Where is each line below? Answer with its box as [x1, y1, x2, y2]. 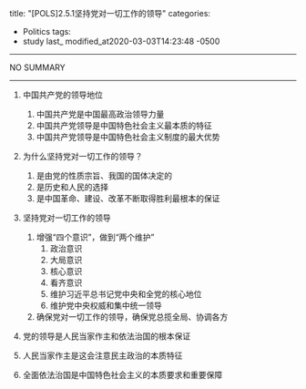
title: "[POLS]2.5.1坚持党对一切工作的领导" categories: [9, 8, 211, 18]
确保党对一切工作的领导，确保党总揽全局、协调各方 [36, 312, 229, 322]
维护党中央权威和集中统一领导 [49, 300, 162, 311]
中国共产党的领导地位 [22, 89, 103, 100]
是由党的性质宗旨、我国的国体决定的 [36, 170, 173, 180]
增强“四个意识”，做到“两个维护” [36, 231, 155, 242]
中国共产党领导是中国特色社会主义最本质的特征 [36, 120, 212, 130]
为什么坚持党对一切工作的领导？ [22, 151, 143, 161]
